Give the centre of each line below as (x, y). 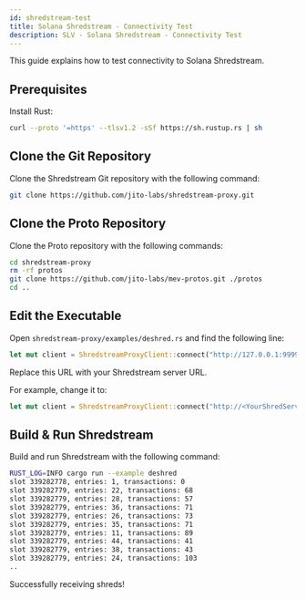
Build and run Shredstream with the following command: (115, 457)
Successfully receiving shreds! (67, 584)
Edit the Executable (66, 316)
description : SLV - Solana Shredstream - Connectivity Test (126, 35)
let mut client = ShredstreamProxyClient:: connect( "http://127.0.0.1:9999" (156, 355)
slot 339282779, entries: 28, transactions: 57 (102, 499)
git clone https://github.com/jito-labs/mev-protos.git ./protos (136, 279)
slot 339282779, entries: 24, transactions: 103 (103, 558)
